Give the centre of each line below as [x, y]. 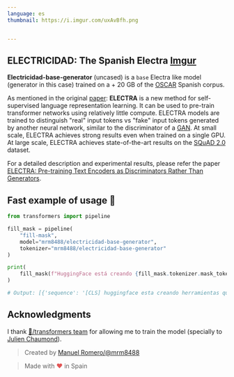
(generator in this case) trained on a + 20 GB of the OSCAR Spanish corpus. [116, 85]
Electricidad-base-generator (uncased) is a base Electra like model [104, 77]
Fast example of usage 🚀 [62, 200]
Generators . [24, 178]
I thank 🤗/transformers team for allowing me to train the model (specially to [115, 331]
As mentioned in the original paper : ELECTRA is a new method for [102, 98]
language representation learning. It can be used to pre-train [127, 106]
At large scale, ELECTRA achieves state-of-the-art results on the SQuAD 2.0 [117, 143]
